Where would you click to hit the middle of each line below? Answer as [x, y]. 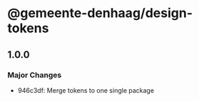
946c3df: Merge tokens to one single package [86, 90]
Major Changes [35, 75]
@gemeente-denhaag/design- [100, 13]
